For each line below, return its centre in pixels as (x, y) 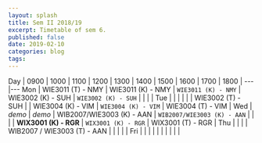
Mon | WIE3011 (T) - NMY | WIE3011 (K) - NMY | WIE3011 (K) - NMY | (131, 89)
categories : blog (36, 52)
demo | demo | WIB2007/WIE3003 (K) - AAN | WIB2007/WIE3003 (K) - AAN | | (131, 114)
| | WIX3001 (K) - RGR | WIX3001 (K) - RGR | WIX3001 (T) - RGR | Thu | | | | (128, 123)
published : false (36, 37)
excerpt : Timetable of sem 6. (57, 30)
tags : (17, 59)
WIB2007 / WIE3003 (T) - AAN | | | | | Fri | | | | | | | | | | (94, 130)
